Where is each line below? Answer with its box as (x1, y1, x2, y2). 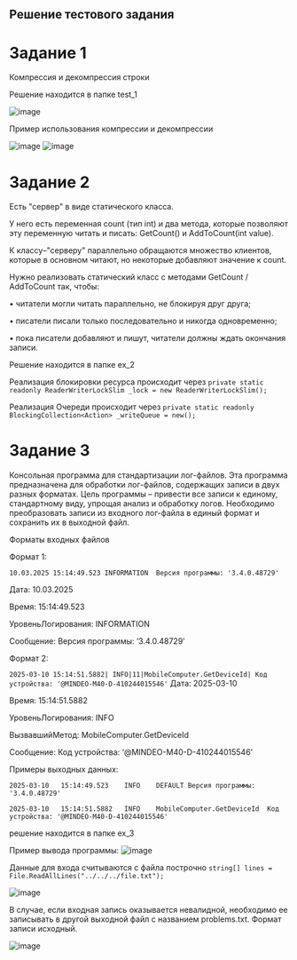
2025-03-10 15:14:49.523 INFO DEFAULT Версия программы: (9, 781, 255, 790)
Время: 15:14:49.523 (9, 601, 85, 612)
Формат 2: (9, 653, 49, 664)
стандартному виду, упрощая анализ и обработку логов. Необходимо (9, 498, 275, 509)
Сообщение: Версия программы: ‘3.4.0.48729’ (9, 636, 185, 647)
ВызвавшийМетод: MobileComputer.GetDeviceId (9, 730, 189, 741)
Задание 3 (9, 440, 90, 461)
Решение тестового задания (9, 7, 175, 22)
